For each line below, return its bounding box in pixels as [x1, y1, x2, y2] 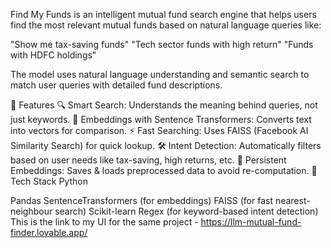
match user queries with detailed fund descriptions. [10, 79, 223, 91]
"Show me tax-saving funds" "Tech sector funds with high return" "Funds [10, 39, 314, 50]
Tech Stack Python [10, 175, 88, 187]
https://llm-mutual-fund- [200, 216, 302, 228]
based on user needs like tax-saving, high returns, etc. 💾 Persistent [10, 154, 287, 166]
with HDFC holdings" [10, 49, 97, 61]
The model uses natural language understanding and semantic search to [10, 69, 310, 80]
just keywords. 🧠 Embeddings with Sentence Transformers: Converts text [10, 114, 312, 125]
